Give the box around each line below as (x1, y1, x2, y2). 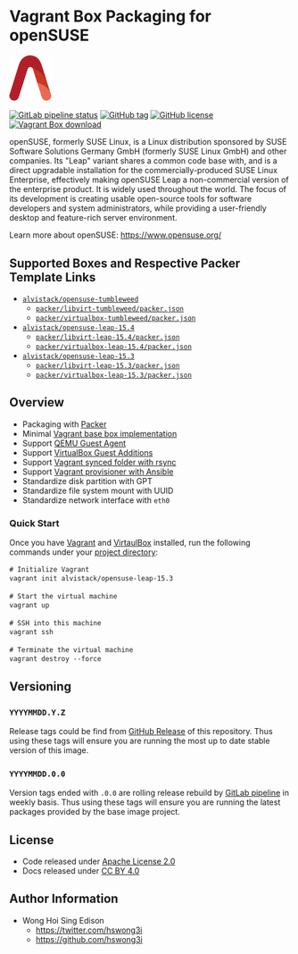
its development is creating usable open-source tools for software (9, 194, 252, 205)
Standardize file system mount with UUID (21, 485, 174, 496)
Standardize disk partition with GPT (21, 475, 153, 486)
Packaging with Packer (21, 418, 107, 430)
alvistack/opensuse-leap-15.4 (21, 323, 136, 332)
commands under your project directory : (9, 547, 159, 557)
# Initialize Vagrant (9, 565, 90, 574)
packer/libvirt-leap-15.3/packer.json (35, 362, 180, 371)
